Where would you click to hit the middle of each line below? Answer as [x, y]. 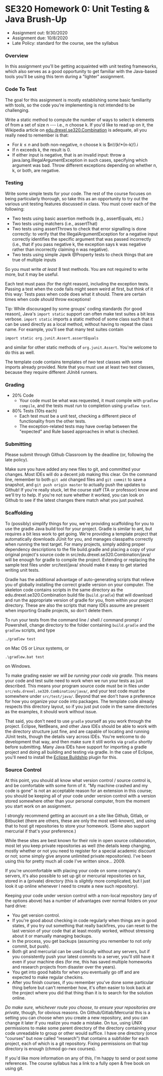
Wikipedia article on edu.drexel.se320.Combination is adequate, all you [76, 130]
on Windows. [18, 666]
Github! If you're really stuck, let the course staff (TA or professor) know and [81, 490]
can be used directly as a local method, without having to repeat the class [79, 324]
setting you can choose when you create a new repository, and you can [76, 1018]
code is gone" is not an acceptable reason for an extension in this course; [79, 791]
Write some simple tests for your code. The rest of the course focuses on [78, 194]
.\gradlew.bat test [25, 657]
